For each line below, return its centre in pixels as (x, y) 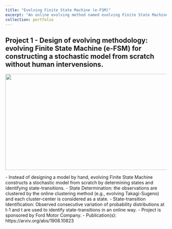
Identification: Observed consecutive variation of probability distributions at (85, 204)
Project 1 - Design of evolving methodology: (77, 40)
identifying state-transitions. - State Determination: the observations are (81, 188)
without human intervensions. (55, 64)
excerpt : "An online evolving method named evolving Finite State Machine (87, 15)
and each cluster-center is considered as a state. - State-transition (76, 199)
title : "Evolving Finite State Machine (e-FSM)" (58, 10)
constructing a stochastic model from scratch (80, 56)
